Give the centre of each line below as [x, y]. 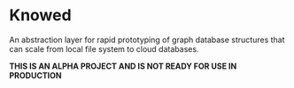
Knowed [41, 15]
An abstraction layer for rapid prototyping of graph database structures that [147, 40]
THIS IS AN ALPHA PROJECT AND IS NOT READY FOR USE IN [123, 66]
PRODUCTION [35, 75]
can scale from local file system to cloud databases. [104, 48]
